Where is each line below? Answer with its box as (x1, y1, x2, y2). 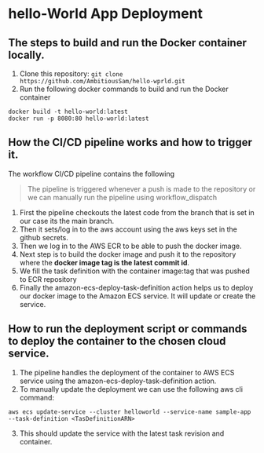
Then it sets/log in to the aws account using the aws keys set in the (19, 225, 238, 234)
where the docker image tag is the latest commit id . (19, 258, 190, 267)
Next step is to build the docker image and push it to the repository (19, 249, 236, 259)
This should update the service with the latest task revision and (19, 429, 225, 438)
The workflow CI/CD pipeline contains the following (8, 169, 175, 178)
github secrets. (19, 232, 69, 242)
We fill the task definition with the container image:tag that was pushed (19, 266, 250, 276)
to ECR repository (19, 274, 77, 283)
